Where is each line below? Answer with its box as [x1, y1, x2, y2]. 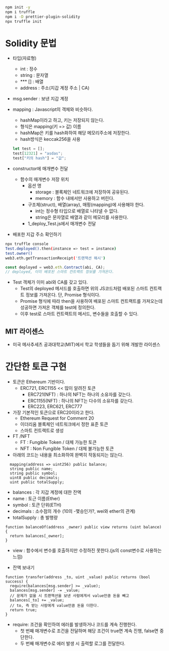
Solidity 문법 [5, 37, 57, 49]
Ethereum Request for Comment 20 [20, 415, 95, 421]
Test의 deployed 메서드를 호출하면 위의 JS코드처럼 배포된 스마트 [20, 286, 148, 292]
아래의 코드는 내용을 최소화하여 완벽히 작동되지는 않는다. [12, 452, 124, 458]
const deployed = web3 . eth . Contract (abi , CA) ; [5, 265, 105, 270]
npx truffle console [5, 241, 49, 247]
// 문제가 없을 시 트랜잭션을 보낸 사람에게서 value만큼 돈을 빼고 [10, 593, 130, 598]
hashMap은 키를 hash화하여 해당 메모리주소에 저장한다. [20, 130, 131, 136]
